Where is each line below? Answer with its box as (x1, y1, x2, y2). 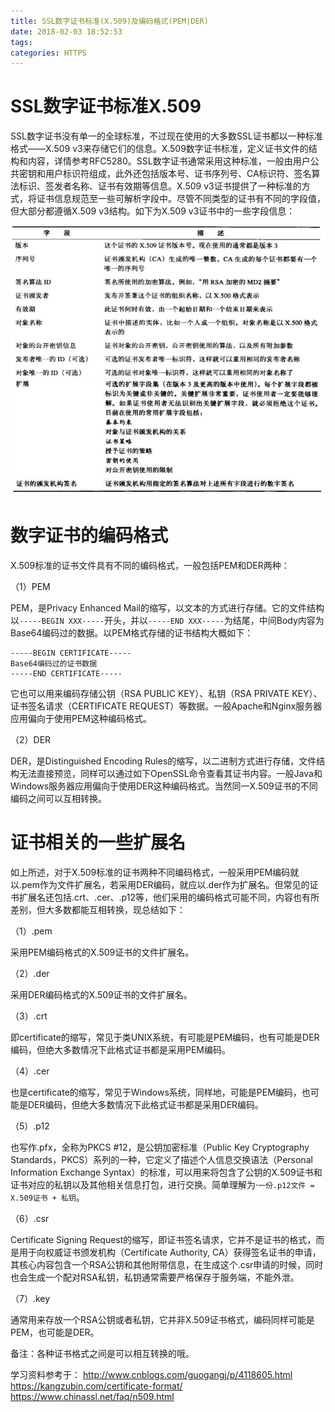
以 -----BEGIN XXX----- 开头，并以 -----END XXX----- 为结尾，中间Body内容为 (10, 614, 325, 626)
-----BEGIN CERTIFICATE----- (10, 648, 132, 658)
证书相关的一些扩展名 (10, 831, 187, 854)
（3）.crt (10, 1010, 48, 1022)
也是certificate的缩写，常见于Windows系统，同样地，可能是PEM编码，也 (10, 1086, 311, 1098)
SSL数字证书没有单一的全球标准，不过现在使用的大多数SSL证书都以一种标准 (10, 130, 323, 142)
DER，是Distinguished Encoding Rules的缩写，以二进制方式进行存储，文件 (10, 755, 317, 767)
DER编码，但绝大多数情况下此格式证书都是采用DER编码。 (27, 1098, 265, 1110)
